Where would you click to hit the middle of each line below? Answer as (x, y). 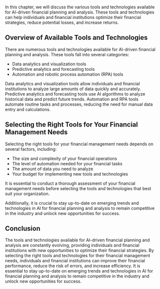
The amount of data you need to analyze (53, 169)
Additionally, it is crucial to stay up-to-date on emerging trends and (72, 203)
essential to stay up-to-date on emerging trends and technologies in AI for (79, 271)
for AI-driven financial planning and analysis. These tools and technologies (80, 12)
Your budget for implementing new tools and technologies (70, 174)
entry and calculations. (28, 109)
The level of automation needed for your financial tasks (67, 163)
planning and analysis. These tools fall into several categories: (67, 54)
